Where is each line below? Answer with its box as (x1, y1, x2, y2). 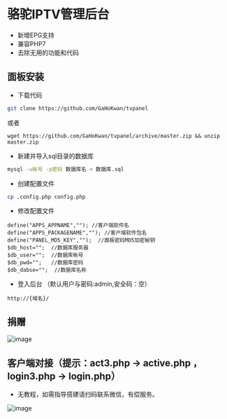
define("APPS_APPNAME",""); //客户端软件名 (7, 222, 129, 229)
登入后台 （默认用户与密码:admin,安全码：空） (17, 280, 152, 288)
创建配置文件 (17, 179, 54, 188)
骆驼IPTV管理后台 (7, 6, 110, 22)
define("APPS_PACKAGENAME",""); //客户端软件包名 (7, 229, 147, 237)
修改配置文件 (17, 207, 54, 215)
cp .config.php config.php (7, 193, 86, 200)
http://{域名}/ (7, 295, 50, 302)
